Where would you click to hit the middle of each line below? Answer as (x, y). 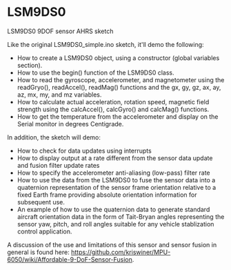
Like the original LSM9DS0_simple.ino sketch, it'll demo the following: (106, 44)
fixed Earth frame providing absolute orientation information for (107, 195)
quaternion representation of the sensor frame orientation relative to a (117, 187)
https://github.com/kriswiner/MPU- (121, 252)
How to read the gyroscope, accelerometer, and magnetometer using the (121, 79)
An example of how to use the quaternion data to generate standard (113, 209)
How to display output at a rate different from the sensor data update (115, 158)
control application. (44, 231)
